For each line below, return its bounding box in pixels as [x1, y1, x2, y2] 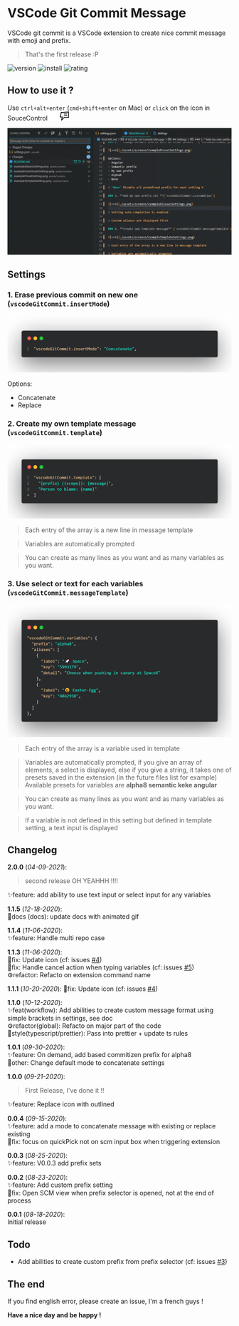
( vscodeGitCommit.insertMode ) [7, 298, 110, 308]
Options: [7, 379, 33, 388]
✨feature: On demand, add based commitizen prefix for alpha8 [7, 1051, 192, 1059]
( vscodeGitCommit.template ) [7, 427, 103, 437]
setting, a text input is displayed [24, 823, 119, 832]
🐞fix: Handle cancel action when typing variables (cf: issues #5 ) [7, 963, 194, 971]
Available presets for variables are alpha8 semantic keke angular [24, 780, 218, 789]
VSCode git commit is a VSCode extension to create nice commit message [7, 29, 226, 37]
